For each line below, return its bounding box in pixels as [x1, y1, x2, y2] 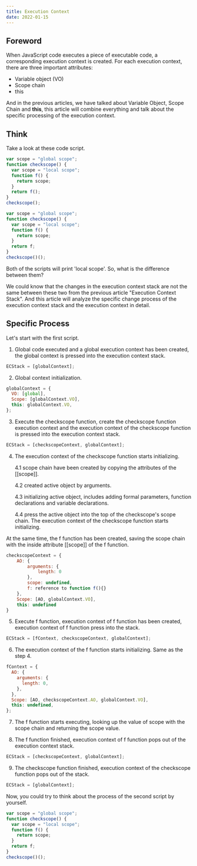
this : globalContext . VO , [11, 402, 72, 408]
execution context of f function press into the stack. [14, 624, 140, 631]
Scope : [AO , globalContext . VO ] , [16, 596, 96, 602]
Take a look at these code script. [6, 145, 85, 152]
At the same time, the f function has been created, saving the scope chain [6, 535, 185, 542]
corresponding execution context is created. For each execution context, [6, 58, 182, 65]
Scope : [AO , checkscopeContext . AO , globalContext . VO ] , [11, 697, 149, 703]
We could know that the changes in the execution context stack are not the [6, 282, 188, 289]
